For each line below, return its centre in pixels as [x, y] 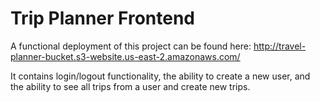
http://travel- [280, 46]
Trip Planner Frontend [103, 18]
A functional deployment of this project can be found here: [131, 46]
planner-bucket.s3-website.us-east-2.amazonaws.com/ [125, 56]
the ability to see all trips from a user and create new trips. [130, 86]
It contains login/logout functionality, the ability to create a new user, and [160, 76]
